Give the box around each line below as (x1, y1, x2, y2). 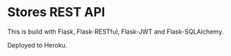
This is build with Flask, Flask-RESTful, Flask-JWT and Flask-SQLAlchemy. (7, 27, 224, 36)
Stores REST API (7, 4, 105, 20)
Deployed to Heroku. (7, 41, 68, 49)
